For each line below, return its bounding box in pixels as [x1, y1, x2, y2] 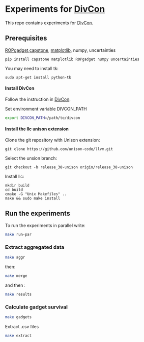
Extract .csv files [5, 323, 39, 329]
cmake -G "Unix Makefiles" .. [5, 191, 67, 197]
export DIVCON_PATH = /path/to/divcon [5, 115, 80, 120]
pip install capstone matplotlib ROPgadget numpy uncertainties [5, 57, 140, 62]
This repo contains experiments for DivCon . [5, 20, 93, 26]
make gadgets [5, 314, 32, 319]
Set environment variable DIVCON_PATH [5, 106, 87, 112]
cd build [5, 188, 23, 192]
